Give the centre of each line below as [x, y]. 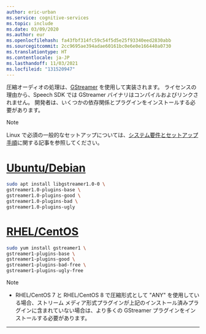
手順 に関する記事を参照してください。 [55, 143]
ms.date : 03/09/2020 [33, 29]
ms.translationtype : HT [37, 52]
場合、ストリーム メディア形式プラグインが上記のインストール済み [105, 303]
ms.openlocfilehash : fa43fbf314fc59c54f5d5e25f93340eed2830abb [89, 40]
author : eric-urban [31, 12]
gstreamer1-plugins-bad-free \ [46, 265]
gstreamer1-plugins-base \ [41, 254]
